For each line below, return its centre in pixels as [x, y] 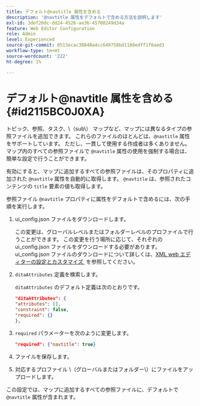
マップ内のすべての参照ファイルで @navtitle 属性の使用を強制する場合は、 [98, 151]
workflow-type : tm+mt [33, 51]
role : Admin [21, 34]
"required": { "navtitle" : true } [55, 344]
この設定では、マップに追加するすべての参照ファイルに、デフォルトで [93, 389]
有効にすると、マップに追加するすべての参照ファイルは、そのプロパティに [98, 172]
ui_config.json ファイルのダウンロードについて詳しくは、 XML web [97, 254]
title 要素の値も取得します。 [70, 187]
